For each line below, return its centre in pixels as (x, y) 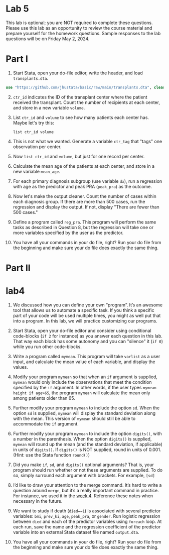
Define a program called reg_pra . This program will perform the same (84, 222)
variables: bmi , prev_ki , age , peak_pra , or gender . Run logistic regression (87, 516)
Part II (18, 268)
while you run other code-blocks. (47, 347)
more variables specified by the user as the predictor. (68, 233)
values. (20, 367)
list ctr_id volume (33, 132)
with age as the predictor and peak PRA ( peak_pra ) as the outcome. (82, 186)
